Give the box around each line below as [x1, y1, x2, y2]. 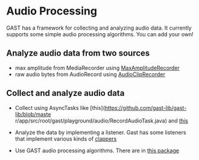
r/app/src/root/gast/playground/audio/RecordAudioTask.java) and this [14, 117, 189, 124]
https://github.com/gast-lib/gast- [104, 104, 187, 111]
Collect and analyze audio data [6, 88, 125, 98]
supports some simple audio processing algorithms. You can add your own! [6, 30, 194, 37]
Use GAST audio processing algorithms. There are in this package [14, 147, 180, 154]
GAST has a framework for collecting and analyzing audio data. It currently [6, 24, 192, 31]
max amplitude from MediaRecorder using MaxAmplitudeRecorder [14, 64, 180, 71]
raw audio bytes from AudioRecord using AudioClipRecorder [14, 71, 166, 78]
